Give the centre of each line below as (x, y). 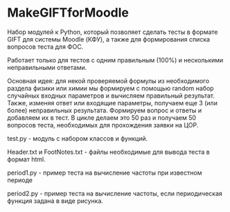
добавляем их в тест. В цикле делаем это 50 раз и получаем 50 (101, 117)
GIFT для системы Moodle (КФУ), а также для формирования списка (108, 39)
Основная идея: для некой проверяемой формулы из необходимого (108, 80)
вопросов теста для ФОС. (45, 46)
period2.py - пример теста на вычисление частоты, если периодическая (115, 193)
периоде (20, 180)
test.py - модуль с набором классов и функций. (77, 138)
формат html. (27, 159)
